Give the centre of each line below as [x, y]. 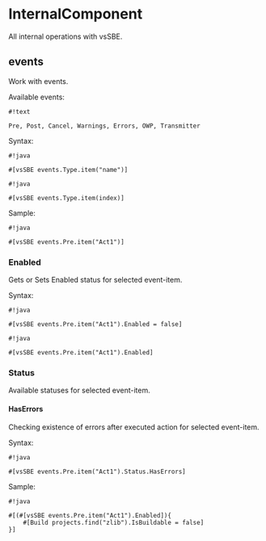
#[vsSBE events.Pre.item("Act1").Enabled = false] [95, 325]
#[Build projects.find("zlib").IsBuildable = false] [114, 522]
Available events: [36, 97]
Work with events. [38, 81]
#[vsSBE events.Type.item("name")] [68, 170]
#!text [19, 111]
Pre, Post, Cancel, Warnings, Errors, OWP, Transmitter [104, 126]
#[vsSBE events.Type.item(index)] [67, 198]
